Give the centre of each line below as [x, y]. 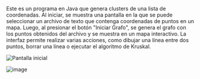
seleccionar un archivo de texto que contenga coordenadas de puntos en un [100, 21]
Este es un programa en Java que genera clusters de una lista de [86, 9]
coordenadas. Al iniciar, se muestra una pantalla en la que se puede [90, 15]
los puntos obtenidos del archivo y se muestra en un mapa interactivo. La [96, 34]
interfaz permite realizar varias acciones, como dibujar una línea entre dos [98, 40]
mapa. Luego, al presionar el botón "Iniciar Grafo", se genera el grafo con [96, 27]
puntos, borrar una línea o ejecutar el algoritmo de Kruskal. [79, 46]
